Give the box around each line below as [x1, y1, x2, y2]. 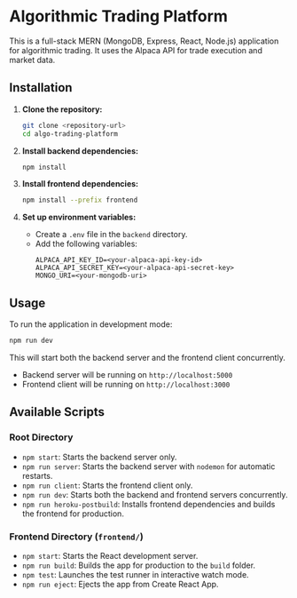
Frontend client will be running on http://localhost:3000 [21, 379, 231, 389]
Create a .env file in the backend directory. [35, 229, 188, 240]
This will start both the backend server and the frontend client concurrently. [9, 352, 285, 363]
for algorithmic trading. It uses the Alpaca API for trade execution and [9, 44, 263, 55]
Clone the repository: [21, 104, 103, 115]
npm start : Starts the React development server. [21, 550, 199, 561]
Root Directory [9, 431, 74, 443]
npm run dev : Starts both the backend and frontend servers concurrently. [21, 489, 288, 499]
